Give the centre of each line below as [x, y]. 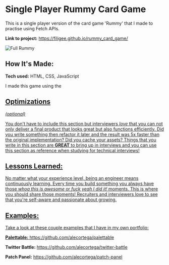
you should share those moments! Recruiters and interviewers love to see [81, 194]
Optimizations [28, 102]
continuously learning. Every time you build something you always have [79, 184]
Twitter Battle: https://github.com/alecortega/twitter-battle [66, 247]
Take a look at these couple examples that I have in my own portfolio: [77, 228]
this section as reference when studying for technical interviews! [72, 150]
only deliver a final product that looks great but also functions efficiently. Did [84, 129]
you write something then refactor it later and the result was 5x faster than [82, 134]
